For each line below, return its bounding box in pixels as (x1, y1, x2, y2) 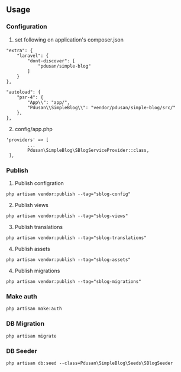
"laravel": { (17, 53, 49, 59)
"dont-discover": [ (27, 58, 76, 64)
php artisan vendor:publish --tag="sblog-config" (6, 191, 131, 197)
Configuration (6, 23, 47, 31)
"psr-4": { (17, 94, 44, 100)
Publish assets (14, 245, 50, 252)
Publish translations (14, 223, 63, 230)
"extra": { (6, 47, 33, 53)
